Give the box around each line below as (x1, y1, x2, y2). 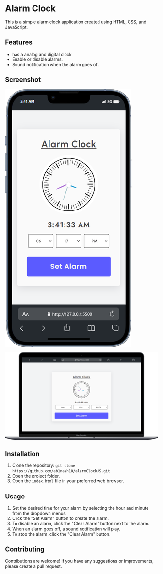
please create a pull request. (5, 563, 62, 569)
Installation (5, 449, 40, 458)
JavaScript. (5, 24, 28, 30)
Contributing (5, 545, 45, 554)
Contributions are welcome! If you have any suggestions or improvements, (5, 558, 154, 564)
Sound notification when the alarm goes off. (12, 61, 100, 67)
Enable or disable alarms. (12, 57, 63, 62)
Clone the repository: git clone (12, 462, 75, 468)
